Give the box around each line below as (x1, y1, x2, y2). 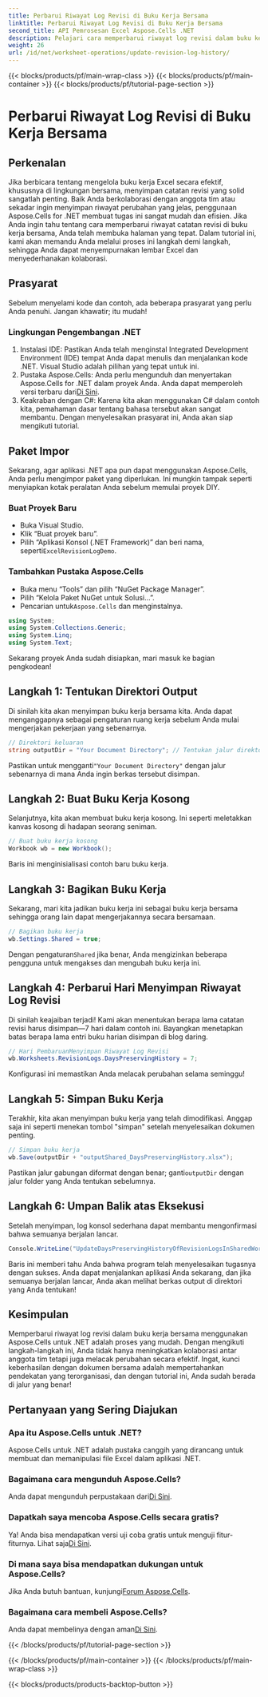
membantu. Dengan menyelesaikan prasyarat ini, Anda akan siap (19, 412, 234, 422)
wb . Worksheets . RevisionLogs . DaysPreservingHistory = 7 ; (8, 1054, 198, 1063)
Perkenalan (8, 156, 66, 169)
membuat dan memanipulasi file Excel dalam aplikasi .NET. (8, 1454, 201, 1464)
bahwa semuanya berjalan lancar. (8, 1229, 119, 1239)
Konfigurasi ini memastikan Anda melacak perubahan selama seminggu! (8, 1069, 246, 1079)
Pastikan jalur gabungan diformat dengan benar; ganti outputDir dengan (8, 1168, 245, 1177)
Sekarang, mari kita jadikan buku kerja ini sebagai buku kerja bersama (8, 903, 238, 913)
